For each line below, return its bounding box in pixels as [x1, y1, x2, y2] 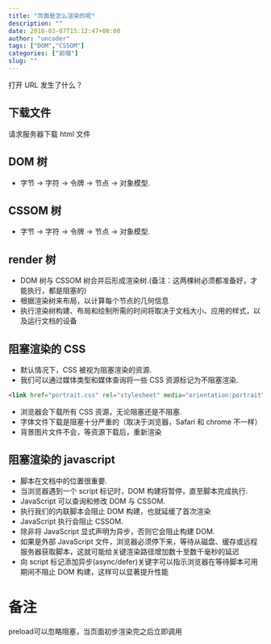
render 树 [8, 252, 56, 267]
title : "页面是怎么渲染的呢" [8, 11, 95, 20]
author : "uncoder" [8, 34, 70, 43]
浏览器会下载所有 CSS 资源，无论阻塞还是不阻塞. [19, 406, 182, 416]
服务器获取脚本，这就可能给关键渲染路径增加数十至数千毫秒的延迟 [19, 546, 240, 556]
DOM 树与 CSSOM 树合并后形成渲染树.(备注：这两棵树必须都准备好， [19, 276, 251, 285]
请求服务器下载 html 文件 [8, 128, 91, 138]
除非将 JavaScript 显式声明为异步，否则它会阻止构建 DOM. [19, 526, 215, 536]
